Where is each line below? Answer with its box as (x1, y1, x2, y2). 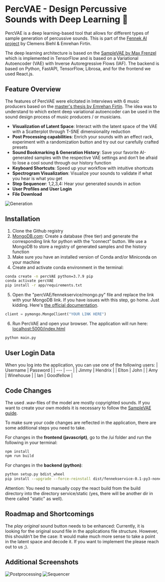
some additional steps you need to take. (5, 424, 86, 430)
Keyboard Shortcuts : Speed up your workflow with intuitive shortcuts (12, 165, 154, 171)
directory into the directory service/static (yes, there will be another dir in (5, 491, 153, 497)
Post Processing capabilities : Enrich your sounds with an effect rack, (12, 133, 154, 139)
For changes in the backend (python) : (5, 462, 82, 468)
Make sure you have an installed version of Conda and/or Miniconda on (12, 254, 157, 260)
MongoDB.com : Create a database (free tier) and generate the (12, 233, 138, 239)
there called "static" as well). (5, 496, 63, 502)
